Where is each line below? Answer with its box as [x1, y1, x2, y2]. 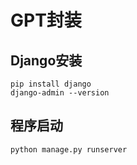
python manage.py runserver [10, 144, 128, 155]
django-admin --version [10, 88, 110, 98]
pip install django [10, 79, 92, 89]
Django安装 [10, 52, 83, 69]
